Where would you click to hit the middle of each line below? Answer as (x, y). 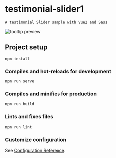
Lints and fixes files (29, 117)
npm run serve (20, 81)
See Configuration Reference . (35, 150)
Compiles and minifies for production (51, 94)
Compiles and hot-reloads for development (58, 71)
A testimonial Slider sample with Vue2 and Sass (56, 22)
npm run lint (19, 127)
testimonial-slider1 (45, 9)
